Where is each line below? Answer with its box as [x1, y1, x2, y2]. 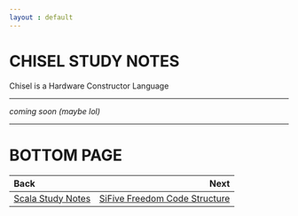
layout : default [9, 12, 74, 22]
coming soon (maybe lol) [9, 105, 100, 116]
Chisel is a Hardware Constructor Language [9, 81, 169, 91]
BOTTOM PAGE [9, 145, 122, 165]
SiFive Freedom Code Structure [98, 192, 231, 204]
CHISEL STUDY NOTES [9, 50, 180, 71]
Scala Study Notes [13, 192, 91, 204]
